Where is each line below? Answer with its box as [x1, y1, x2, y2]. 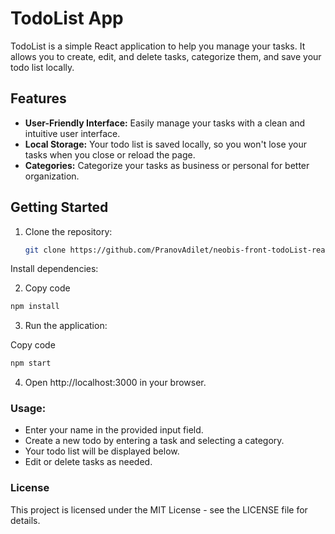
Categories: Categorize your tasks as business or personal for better [24, 159, 310, 171]
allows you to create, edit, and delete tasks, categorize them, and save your [10, 50, 322, 62]
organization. [24, 170, 80, 182]
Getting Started [10, 199, 109, 216]
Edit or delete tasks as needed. [24, 456, 153, 468]
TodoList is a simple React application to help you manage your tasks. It [10, 40, 306, 52]
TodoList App [10, 7, 124, 30]
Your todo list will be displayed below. [24, 445, 180, 457]
